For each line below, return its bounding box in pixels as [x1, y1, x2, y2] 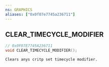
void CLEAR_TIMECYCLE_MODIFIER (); [5, 48, 78, 53]
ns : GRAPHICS [5, 7, 33, 12]
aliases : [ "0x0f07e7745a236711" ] [5, 12, 75, 17]
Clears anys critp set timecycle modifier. [5, 57, 98, 62]
